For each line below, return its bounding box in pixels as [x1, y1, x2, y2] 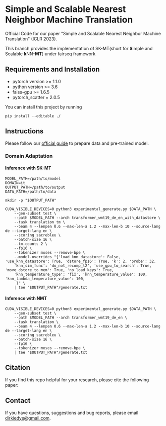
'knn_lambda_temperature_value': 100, [5, 276, 85, 281]
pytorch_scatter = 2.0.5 [12, 94, 60, 100]
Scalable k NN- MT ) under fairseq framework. [5, 51, 97, 57]
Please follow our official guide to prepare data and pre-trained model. [5, 140, 149, 146]
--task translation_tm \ [14, 219, 65, 224]
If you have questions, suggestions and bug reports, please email [5, 410, 139, 416]
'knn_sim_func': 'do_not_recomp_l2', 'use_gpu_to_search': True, [14, 263, 152, 268]
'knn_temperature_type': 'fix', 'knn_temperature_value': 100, [14, 272, 148, 277]
